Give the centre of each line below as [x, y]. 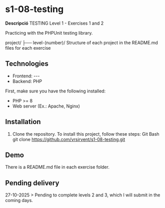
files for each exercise [28, 48]
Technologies [27, 64]
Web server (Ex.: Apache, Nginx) [46, 106]
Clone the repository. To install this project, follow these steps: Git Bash [86, 134]
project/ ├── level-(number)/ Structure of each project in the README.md [82, 42]
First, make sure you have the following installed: [55, 91]
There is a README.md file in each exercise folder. [57, 167]
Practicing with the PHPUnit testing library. [49, 33]
